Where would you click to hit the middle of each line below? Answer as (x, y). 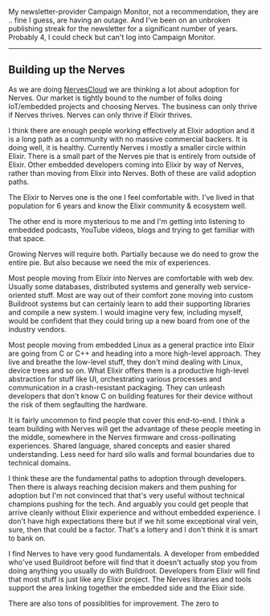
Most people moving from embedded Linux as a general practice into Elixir (132, 345)
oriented (22, 295)
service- (237, 286)
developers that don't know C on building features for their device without (131, 396)
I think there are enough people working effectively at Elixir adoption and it (132, 130)
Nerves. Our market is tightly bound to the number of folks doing (115, 98)
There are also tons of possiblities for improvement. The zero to (114, 603)
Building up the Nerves (67, 70)
